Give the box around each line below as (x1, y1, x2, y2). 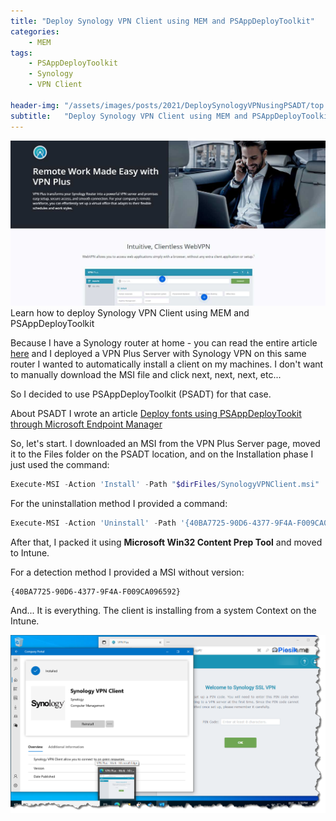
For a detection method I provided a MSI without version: (10, 566, 245, 578)
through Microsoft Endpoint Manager (10, 418, 163, 430)
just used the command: (10, 458, 110, 470)
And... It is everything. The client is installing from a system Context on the (10, 604, 317, 616)
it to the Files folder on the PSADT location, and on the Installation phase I (10, 448, 314, 460)
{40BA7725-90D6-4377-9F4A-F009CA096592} (10, 586, 182, 597)
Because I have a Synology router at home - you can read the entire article (10, 336, 318, 349)
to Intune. (10, 546, 50, 559)
